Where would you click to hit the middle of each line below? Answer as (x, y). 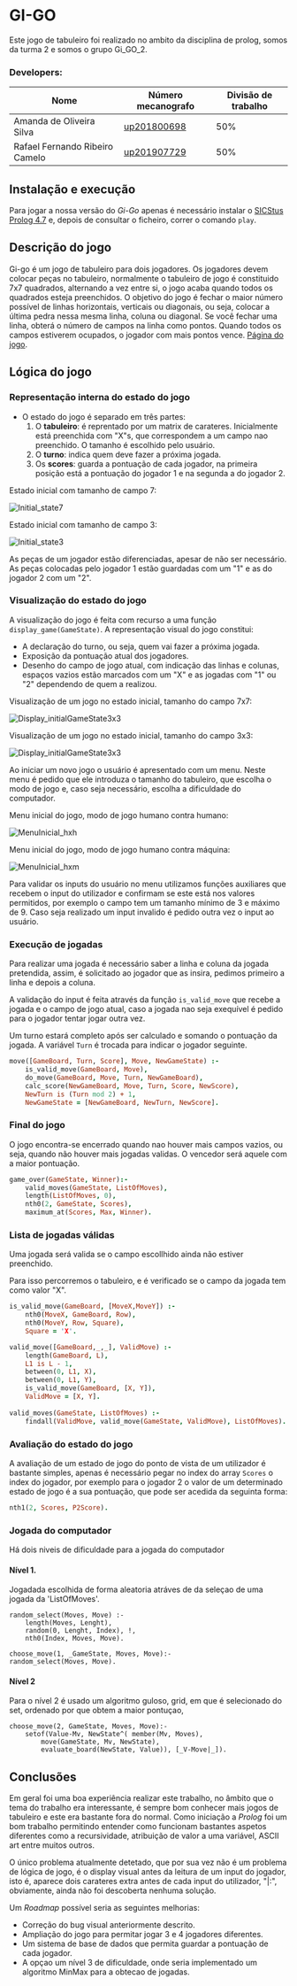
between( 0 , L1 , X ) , (61, 1372)
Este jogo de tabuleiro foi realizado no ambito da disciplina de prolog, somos (148, 40)
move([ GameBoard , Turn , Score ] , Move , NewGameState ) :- (114, 1062)
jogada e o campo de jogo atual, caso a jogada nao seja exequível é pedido (146, 1009)
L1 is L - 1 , (49, 1364)
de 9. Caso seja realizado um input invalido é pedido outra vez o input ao (142, 912)
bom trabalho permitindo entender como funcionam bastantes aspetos (138, 1827)
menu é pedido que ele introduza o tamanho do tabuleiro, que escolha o (141, 779)
